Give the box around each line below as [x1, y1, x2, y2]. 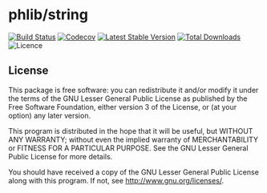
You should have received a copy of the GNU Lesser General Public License [8, 167, 259, 177]
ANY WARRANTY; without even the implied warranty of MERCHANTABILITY [8, 135, 259, 144]
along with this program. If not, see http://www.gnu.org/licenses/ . [8, 175, 225, 185]
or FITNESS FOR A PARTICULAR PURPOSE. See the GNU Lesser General [8, 143, 249, 153]
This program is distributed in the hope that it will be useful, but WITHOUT [8, 126, 253, 135]
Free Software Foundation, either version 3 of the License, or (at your [8, 102, 237, 111]
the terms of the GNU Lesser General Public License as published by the [8, 94, 248, 103]
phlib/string [8, 6, 88, 24]
